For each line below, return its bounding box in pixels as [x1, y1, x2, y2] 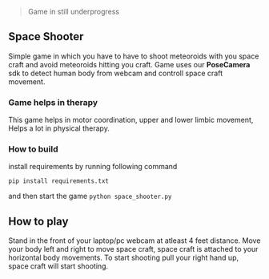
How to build [8, 144, 58, 155]
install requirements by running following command [8, 162, 178, 172]
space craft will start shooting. [8, 261, 109, 271]
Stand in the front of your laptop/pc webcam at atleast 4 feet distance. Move [8, 236, 261, 245]
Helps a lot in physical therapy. [8, 123, 110, 133]
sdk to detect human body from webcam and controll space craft [8, 68, 223, 78]
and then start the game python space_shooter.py [8, 192, 172, 201]
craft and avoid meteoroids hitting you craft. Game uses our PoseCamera [8, 59, 251, 69]
